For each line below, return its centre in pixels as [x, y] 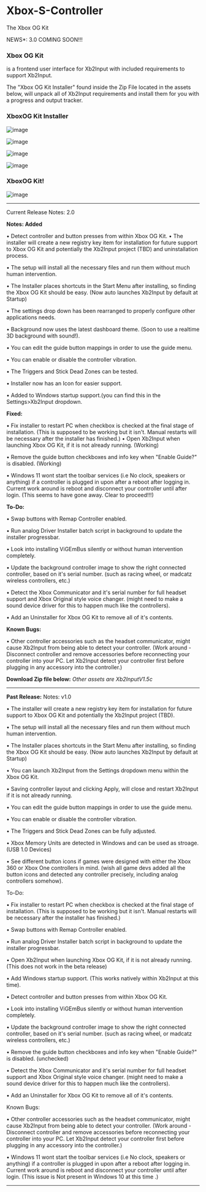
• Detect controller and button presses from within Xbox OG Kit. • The [95, 236]
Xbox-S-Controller [55, 11]
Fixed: [14, 413]
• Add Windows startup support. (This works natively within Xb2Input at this [103, 978]
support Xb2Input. [29, 75]
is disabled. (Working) [34, 463]
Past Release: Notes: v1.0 [39, 697]
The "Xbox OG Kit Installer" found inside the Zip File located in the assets [99, 87]
